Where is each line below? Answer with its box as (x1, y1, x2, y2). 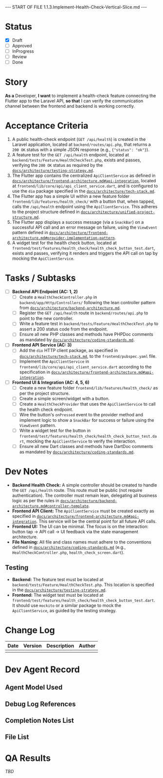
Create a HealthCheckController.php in (19, 294, 97, 300)
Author (78, 642, 96, 649)
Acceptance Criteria (5, 120, 89, 131)
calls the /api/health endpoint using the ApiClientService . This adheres (12, 204, 158, 210)
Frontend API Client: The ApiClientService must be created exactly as (12, 508, 154, 514)
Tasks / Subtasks (5, 272, 76, 284)
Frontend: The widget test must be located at (12, 592, 104, 598)
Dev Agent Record (5, 664, 80, 675)
